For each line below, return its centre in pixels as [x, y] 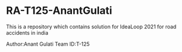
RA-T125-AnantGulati [59, 11]
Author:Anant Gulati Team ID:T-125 [48, 44]
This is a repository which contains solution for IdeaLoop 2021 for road [91, 27]
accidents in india [27, 32]
